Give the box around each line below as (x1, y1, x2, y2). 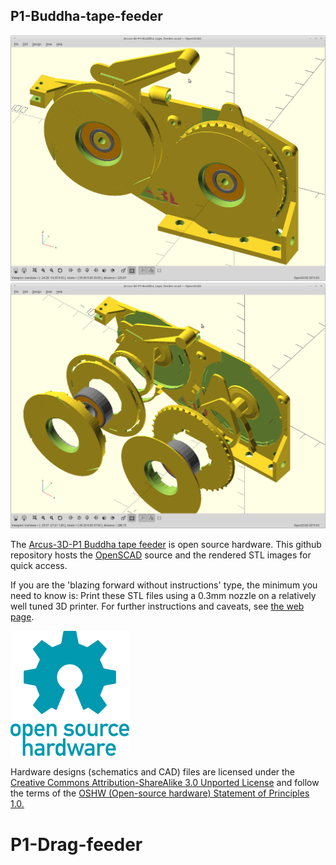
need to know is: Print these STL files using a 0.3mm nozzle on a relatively (10, 590, 317, 602)
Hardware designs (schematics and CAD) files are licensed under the (10, 766, 296, 778)
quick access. (10, 560, 68, 572)
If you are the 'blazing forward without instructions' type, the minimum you (10, 579, 318, 591)
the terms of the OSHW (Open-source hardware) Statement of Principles (10, 787, 310, 799)
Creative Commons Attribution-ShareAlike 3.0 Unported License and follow (10, 777, 320, 789)
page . (10, 611, 35, 623)
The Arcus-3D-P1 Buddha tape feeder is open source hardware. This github (10, 539, 322, 551)
